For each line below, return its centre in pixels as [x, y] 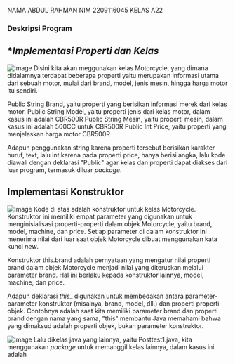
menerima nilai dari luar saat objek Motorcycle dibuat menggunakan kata [112, 239]
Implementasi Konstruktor [66, 192]
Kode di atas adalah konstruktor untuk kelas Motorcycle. [115, 209]
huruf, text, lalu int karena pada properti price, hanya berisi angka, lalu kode [116, 155]
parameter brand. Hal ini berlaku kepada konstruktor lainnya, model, [106, 275]
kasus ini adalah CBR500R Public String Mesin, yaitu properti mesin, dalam [115, 119]
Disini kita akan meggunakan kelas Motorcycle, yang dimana [121, 68]
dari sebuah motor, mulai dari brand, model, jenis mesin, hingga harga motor [117, 83]
